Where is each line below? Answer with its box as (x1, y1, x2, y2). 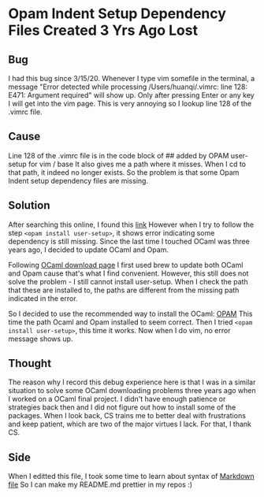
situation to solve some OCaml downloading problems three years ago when (8, 386, 256, 395)
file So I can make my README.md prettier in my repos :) (8, 480, 193, 489)
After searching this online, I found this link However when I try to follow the (8, 220, 255, 229)
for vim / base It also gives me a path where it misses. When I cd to (28, 159, 247, 169)
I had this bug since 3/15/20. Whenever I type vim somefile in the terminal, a (8, 74, 255, 83)
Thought (8, 357, 52, 370)
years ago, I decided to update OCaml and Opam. (8, 245, 169, 254)
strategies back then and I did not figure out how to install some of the (8, 402, 236, 412)
